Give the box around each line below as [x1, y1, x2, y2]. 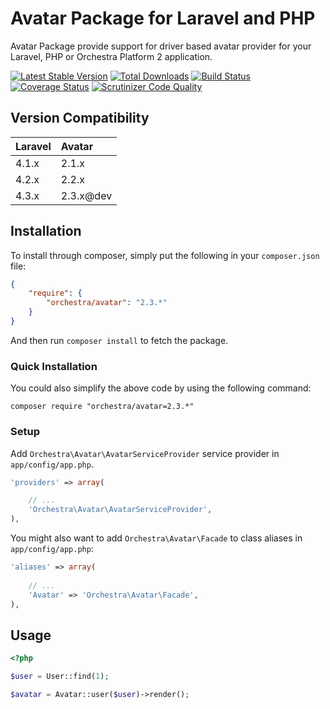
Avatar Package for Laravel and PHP [10, 7, 316, 30]
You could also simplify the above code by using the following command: [10, 382, 312, 394]
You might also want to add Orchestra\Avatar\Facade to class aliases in [10, 532, 303, 544]
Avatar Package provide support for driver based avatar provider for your [10, 40, 312, 52]
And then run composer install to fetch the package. [10, 334, 229, 346]
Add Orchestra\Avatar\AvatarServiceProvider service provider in [10, 447, 280, 459]
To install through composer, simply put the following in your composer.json [10, 249, 320, 261]
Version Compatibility [10, 110, 150, 127]
